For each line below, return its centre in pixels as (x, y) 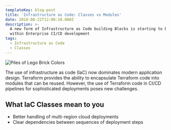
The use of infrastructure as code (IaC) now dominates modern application (84, 72)
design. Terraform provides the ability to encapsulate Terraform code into (82, 77)
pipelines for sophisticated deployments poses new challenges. (72, 88)
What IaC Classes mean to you (55, 105)
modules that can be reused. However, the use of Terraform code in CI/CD (83, 83)
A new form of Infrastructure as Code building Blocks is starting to (86, 29)
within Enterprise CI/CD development (50, 34)
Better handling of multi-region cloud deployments (65, 117)
